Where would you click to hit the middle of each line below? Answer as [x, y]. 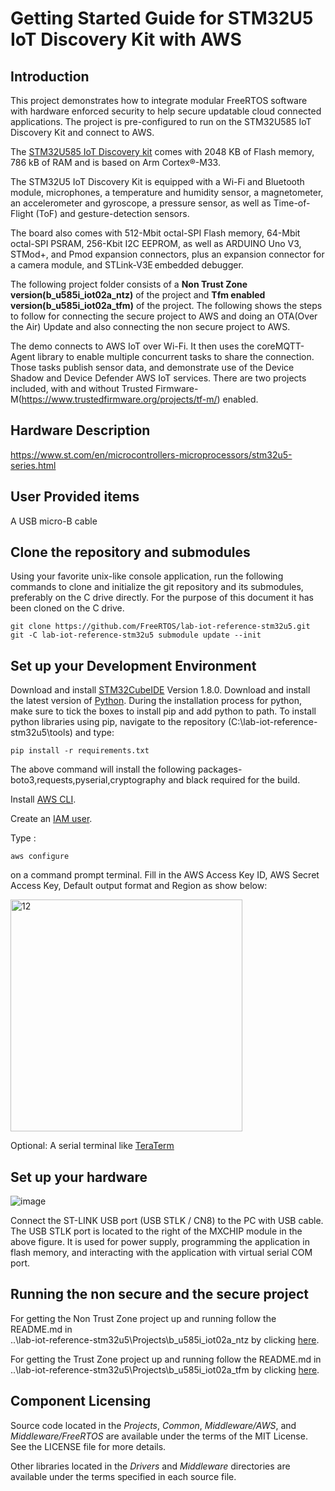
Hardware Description [80, 430]
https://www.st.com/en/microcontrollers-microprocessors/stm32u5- [151, 454]
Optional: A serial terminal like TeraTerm [92, 1146]
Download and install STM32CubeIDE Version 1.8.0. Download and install [160, 690]
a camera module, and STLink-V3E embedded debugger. [127, 265]
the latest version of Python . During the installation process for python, [156, 701]
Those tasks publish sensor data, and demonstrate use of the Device [152, 367]
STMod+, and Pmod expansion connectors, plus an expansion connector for [167, 254]
